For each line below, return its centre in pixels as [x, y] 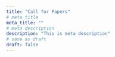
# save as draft [26, 39]
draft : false [22, 45]
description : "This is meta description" [58, 34]
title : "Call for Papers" [38, 12]
